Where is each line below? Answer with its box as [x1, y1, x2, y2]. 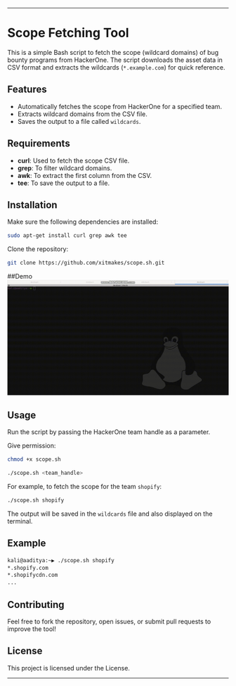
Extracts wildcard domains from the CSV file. [17, 110, 147, 118]
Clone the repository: [7, 245, 69, 253]
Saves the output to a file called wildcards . [17, 117, 141, 125]
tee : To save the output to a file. [17, 179, 110, 187]
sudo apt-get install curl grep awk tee [7, 232, 128, 239]
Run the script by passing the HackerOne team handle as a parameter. [7, 428, 211, 436]
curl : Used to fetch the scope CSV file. [17, 156, 130, 165]
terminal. [7, 516, 33, 525]
